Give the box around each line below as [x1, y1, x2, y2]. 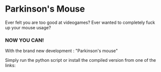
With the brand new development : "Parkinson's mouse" [5, 48, 118, 54]
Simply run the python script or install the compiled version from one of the [5, 57, 156, 63]
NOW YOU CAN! [5, 36, 44, 43]
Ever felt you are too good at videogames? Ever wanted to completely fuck [5, 19, 155, 25]
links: [5, 62, 16, 69]
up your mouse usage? [5, 24, 51, 30]
